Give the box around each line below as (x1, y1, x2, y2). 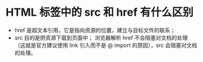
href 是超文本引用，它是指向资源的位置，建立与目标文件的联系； (14, 26, 176, 34)
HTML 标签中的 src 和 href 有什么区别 (5, 5, 194, 19)
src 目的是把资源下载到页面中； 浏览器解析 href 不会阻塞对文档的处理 (14, 34, 188, 41)
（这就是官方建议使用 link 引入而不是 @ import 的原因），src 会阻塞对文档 (14, 42, 198, 49)
